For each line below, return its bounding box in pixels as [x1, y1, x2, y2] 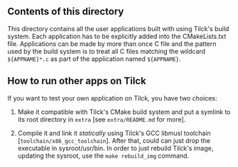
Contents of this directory [7, 6, 124, 18]
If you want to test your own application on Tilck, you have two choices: [7, 93, 217, 102]
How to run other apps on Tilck [7, 75, 147, 87]
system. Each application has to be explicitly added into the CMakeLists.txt [7, 32, 227, 40]
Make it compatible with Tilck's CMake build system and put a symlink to [17, 108, 231, 116]
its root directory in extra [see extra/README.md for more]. [17, 115, 186, 123]
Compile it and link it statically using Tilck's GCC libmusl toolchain [17, 129, 211, 137]
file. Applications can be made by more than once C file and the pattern [7, 39, 217, 48]
